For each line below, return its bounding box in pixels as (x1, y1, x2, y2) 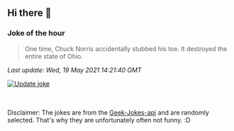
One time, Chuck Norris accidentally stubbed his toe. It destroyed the (24, 44, 228, 53)
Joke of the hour (7, 28, 65, 38)
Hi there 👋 (7, 7, 52, 19)
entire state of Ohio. (24, 52, 84, 60)
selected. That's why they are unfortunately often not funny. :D (7, 115, 191, 124)
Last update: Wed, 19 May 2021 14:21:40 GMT (7, 65, 142, 74)
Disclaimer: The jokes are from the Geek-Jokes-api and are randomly (7, 108, 209, 117)
